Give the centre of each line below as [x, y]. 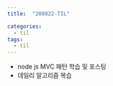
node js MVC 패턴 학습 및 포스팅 [62, 66]
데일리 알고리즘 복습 [44, 76]
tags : [15, 39]
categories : [24, 26]
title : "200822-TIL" [39, 14]
